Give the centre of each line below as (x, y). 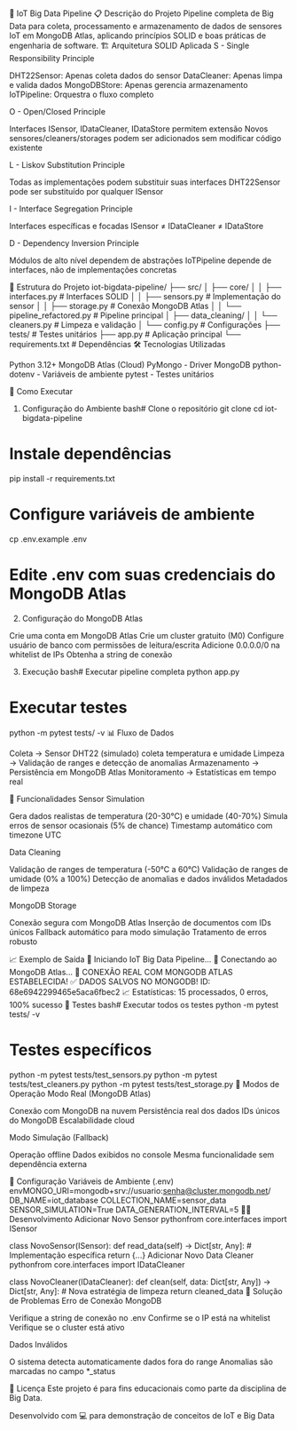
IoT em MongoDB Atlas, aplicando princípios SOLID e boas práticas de (138, 36)
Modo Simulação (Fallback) (59, 1137)
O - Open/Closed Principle (58, 111)
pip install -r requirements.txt (62, 478)
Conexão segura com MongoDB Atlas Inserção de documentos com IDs (141, 922)
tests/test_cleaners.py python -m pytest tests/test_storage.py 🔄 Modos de (145, 1084)
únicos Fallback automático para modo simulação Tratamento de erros (138, 932)
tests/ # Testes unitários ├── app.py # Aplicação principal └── (125, 334)
